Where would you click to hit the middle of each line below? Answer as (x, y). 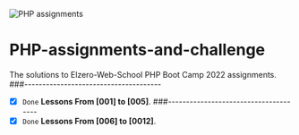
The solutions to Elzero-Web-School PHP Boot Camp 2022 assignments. (143, 74)
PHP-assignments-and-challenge (137, 50)
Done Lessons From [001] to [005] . (86, 101)
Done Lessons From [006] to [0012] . (89, 121)
